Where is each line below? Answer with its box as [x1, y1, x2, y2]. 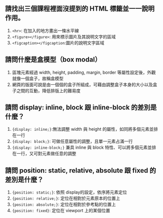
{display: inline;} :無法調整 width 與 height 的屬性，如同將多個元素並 [12, 126, 154, 132]
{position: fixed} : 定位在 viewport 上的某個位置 [12, 208, 110, 214]
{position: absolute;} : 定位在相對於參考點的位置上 [12, 201, 116, 207]
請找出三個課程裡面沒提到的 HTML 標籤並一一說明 [5, 4, 155, 13]
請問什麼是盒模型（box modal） [5, 56, 102, 64]
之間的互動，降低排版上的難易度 [16, 87, 81, 94]
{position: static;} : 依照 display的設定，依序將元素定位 [12, 189, 127, 195]
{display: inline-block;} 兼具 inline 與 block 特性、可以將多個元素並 [12, 144, 152, 150]
